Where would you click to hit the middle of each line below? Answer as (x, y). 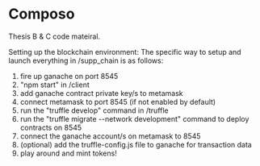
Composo (42, 14)
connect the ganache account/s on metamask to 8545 (110, 136)
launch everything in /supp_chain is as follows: (86, 60)
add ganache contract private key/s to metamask (101, 93)
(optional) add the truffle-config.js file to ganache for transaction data (136, 144)
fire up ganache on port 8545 (69, 76)
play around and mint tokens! (68, 153)
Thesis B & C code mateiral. (55, 36)
